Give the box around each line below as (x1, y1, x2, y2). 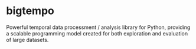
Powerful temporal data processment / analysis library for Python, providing (6, 24, 191, 31)
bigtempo (6, 4, 54, 18)
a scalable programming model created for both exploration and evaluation (6, 30, 188, 37)
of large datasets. (6, 36, 49, 43)
